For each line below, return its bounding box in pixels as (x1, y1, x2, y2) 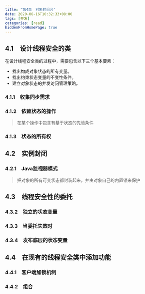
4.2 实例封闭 (5, 150, 48, 158)
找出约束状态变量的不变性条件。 (12, 74, 76, 80)
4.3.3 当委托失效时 (5, 223, 52, 229)
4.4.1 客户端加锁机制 (5, 269, 57, 276)
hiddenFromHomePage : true (5, 25, 57, 30)
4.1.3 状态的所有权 (5, 133, 51, 140)
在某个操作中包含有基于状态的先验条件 (16, 120, 94, 126)
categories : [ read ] (5, 20, 45, 26)
